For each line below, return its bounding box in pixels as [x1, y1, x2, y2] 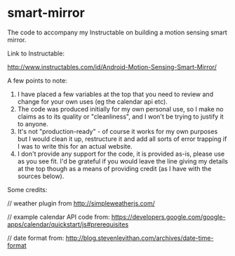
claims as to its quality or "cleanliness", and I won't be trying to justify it [17, 112, 224, 121]
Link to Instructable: [7, 49, 65, 58]
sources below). [17, 172, 65, 180]
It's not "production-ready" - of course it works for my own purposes [17, 127, 218, 135]
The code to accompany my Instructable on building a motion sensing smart [7, 28, 228, 36]
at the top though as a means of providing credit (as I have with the [17, 164, 212, 173]
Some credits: [7, 185, 48, 194]
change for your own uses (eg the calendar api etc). [17, 97, 168, 106]
